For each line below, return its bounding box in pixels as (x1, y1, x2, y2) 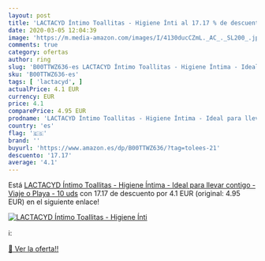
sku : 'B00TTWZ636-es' (8, 70, 80, 78)
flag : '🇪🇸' (8, 129, 47, 137)
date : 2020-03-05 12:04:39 (8, 26, 97, 34)
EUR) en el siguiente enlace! (8, 197, 100, 206)
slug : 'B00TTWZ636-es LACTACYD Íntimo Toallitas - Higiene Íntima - (8, 63, 238, 71)
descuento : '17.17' (8, 151, 73, 159)
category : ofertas (8, 48, 69, 56)
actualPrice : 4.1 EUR (8, 85, 80, 93)
